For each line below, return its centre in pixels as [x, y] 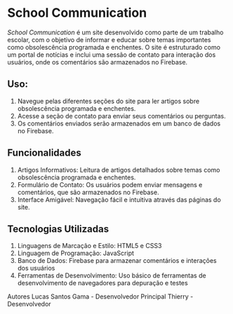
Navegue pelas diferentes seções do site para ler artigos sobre [108, 101]
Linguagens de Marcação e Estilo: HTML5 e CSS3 [89, 246]
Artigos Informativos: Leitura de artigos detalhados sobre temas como [119, 170]
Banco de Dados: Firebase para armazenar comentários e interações [117, 261]
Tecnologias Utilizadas [58, 229]
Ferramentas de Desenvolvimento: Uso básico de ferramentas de [112, 275]
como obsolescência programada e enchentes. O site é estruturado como [114, 47]
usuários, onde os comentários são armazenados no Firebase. [98, 62]
